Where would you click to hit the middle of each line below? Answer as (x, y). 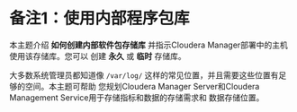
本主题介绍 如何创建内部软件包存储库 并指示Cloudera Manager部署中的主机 (148, 45)
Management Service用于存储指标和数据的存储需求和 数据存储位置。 (137, 97)
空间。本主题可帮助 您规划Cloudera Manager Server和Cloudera (142, 86)
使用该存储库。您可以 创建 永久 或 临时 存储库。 (98, 56)
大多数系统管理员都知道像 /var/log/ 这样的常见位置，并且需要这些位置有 (144, 75)
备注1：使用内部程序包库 (100, 18)
